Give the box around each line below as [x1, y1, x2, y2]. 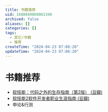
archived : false [5, 16, 39, 21]
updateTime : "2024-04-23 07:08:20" [5, 49, 79, 54]
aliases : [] [5, 21, 30, 26]
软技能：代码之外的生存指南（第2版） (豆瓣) [12, 89, 103, 95]
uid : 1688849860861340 [5, 12, 52, 17]
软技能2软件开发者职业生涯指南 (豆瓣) [12, 96, 90, 102]
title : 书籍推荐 [5, 7, 36, 12]
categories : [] [5, 26, 37, 31]
